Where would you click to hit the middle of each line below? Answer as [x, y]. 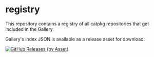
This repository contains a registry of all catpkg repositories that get [77, 24]
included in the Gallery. [30, 29]
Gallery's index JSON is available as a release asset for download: [75, 39]
